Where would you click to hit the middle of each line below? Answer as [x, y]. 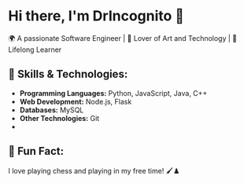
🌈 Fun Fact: [36, 151]
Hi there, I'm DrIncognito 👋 [96, 16]
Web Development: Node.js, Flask [76, 101]
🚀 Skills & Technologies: [68, 74]
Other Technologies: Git [59, 118]
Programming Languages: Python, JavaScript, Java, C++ [113, 93]
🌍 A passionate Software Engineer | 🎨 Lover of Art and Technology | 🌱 [123, 38]
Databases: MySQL [52, 110]
